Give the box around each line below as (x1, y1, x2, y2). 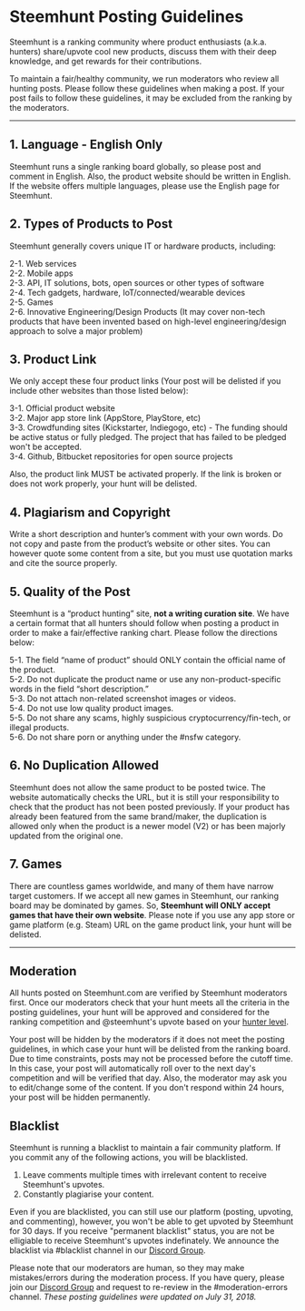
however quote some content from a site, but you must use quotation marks (9, 548, 293, 559)
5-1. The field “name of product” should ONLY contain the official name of (9, 655, 286, 665)
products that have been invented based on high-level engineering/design (9, 316, 287, 327)
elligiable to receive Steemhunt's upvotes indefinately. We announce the (9, 1236, 280, 1247)
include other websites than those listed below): (9, 386, 189, 396)
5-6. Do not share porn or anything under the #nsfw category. (9, 732, 241, 742)
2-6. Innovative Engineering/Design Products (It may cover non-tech (9, 306, 266, 317)
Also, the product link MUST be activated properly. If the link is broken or (9, 469, 282, 480)
